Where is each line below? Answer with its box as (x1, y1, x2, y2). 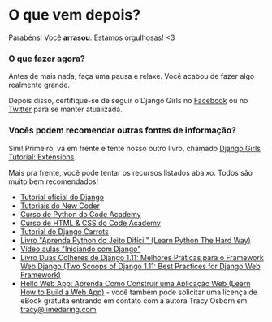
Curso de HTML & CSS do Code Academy (19, 218, 161, 228)
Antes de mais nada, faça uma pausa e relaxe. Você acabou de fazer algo (8, 72, 255, 81)
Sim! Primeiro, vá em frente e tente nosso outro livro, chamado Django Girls (8, 143, 261, 153)
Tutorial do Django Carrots (19, 226, 110, 237)
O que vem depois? (8, 6, 140, 24)
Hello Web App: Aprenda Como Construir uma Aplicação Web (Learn (19, 278, 251, 288)
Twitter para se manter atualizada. (8, 104, 123, 115)
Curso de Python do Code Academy (19, 209, 141, 219)
